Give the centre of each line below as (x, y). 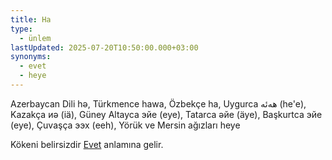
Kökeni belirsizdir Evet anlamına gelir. (87, 144)
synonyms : (31, 57)
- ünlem (35, 38)
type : (21, 29)
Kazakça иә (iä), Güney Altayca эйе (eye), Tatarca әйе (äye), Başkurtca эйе (166, 114)
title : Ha (31, 19)
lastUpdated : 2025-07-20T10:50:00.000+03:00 (104, 47)
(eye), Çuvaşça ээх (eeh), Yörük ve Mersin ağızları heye (125, 125)
